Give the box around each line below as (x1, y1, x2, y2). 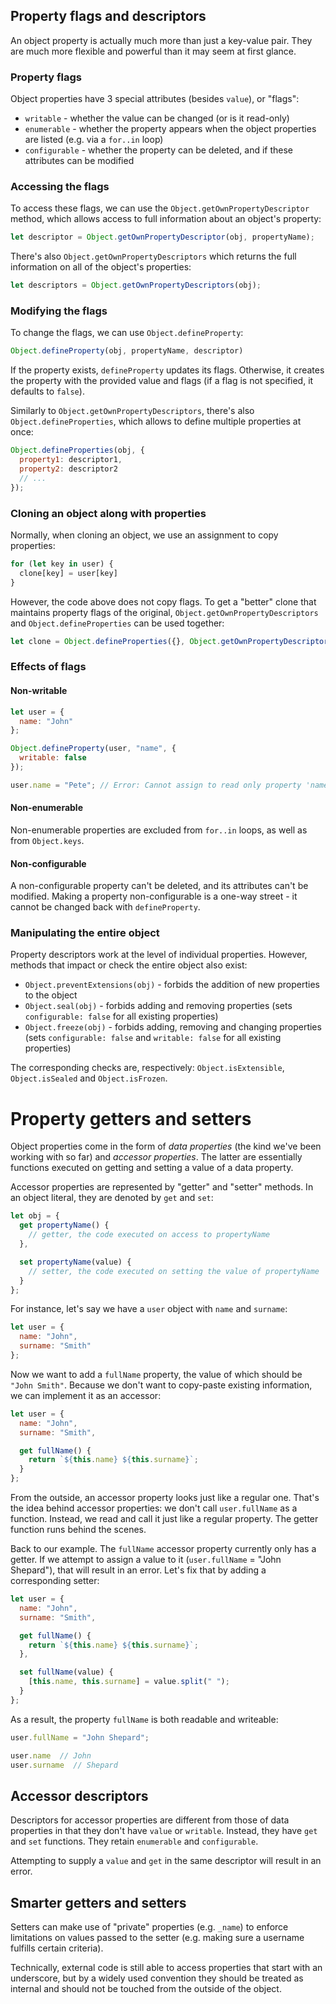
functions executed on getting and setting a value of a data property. (10, 1162, 294, 1174)
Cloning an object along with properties (10, 506, 207, 520)
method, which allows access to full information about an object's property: (10, 213, 322, 225)
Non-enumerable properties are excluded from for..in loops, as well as (10, 824, 308, 836)
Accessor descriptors (10, 1787, 149, 1804)
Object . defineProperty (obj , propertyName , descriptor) (10, 346, 244, 356)
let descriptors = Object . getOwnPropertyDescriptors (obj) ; (10, 280, 262, 291)
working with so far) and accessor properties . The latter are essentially (10, 1151, 303, 1163)
